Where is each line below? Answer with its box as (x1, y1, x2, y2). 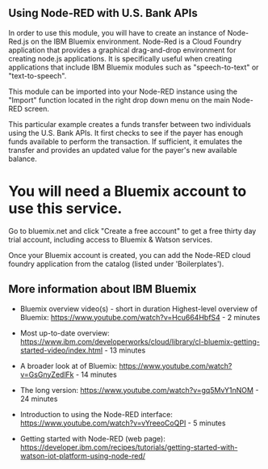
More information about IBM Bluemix (8, 282, 197, 296)
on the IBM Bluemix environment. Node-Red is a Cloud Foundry (31, 36, 242, 46)
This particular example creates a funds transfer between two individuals (8, 119, 252, 129)
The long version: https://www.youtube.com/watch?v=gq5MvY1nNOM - (19, 385, 259, 395)
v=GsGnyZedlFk (19, 370, 74, 379)
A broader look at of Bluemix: (19, 361, 118, 370)
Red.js (8, 36, 30, 46)
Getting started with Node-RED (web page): (19, 433, 165, 443)
